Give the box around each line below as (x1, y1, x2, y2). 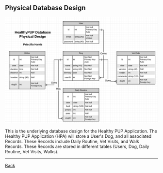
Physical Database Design (5, 4, 86, 12)
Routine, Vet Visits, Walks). (5, 149, 59, 155)
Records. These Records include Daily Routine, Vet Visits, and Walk (5, 139, 139, 144)
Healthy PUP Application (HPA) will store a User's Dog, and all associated (5, 133, 152, 139)
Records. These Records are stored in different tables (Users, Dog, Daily (5, 144, 149, 149)
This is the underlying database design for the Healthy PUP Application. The (5, 128, 158, 134)
